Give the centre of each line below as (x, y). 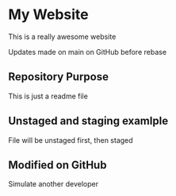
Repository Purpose (59, 77)
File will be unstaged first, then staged (71, 140)
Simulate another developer (54, 184)
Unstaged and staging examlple (88, 121)
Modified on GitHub (57, 165)
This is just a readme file (48, 96)
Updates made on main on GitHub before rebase (88, 52)
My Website (48, 15)
